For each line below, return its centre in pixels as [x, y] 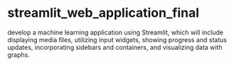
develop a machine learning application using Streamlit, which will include [116, 32]
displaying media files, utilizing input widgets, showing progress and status [117, 39]
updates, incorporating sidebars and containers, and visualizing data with [115, 47]
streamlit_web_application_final [103, 13]
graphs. [18, 55]
